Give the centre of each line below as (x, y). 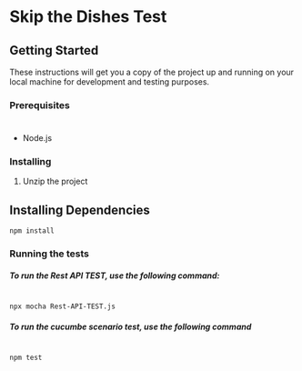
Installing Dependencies (80, 210)
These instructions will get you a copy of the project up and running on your (151, 72)
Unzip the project (55, 181)
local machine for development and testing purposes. (110, 82)
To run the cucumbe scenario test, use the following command (131, 326)
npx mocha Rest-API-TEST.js (63, 306)
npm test (26, 357)
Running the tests (49, 254)
